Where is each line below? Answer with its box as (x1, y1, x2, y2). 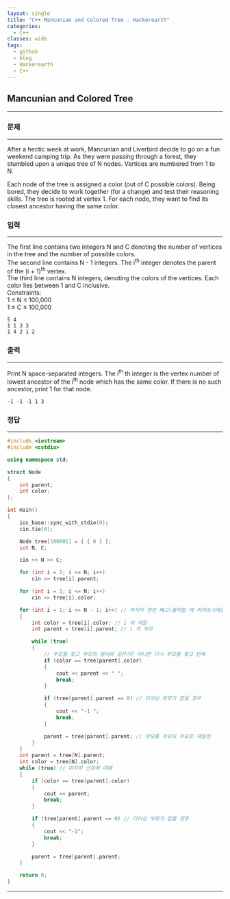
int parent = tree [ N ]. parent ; (19, 752, 106, 759)
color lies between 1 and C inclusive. (7, 282, 110, 290)
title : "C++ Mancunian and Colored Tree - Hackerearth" (7, 16, 170, 23)
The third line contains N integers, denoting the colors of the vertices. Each (7, 274, 219, 282)
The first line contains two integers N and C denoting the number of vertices (7, 243, 222, 251)
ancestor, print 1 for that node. (7, 384, 92, 393)
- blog (13, 55, 32, 62)
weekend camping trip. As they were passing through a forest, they (7, 152, 197, 160)
